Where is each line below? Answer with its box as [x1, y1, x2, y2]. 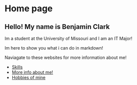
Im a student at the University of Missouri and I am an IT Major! [4, 35, 133, 41]
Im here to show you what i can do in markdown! [4, 45, 103, 51]
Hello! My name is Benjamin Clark [4, 23, 110, 31]
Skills [11, 64, 23, 70]
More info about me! [11, 69, 53, 75]
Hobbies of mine [11, 75, 46, 80]
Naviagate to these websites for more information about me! [4, 55, 127, 60]
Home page [4, 3, 53, 14]
